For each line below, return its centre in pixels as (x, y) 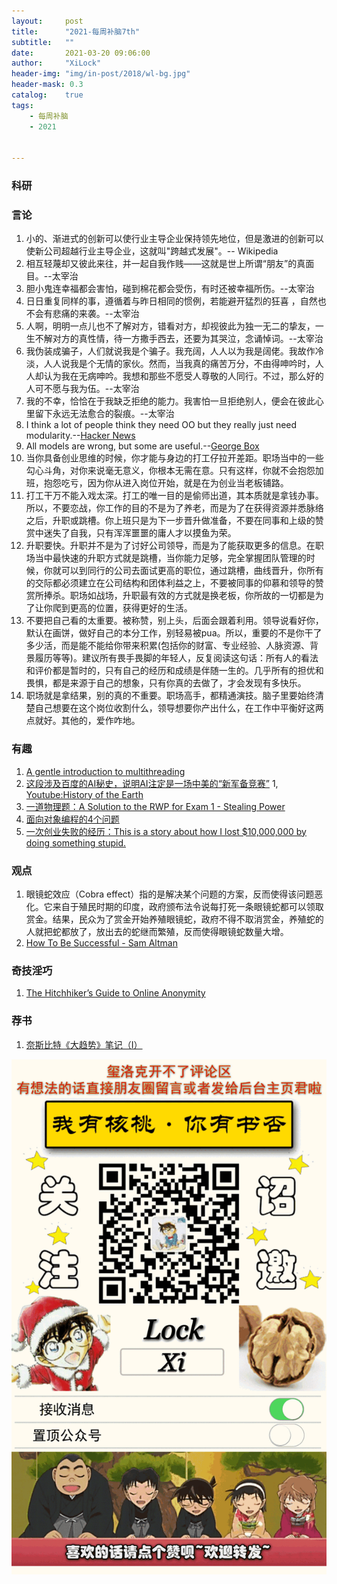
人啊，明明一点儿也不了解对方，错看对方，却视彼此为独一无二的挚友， (170, 326)
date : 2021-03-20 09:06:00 (81, 53)
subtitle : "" (43, 42)
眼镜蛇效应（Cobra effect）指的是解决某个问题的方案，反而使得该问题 (170, 894)
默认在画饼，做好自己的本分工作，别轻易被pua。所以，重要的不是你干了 (174, 633)
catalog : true (47, 95)
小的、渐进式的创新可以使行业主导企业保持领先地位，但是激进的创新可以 (174, 239)
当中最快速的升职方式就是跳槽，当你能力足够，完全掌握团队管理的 (170, 558)
